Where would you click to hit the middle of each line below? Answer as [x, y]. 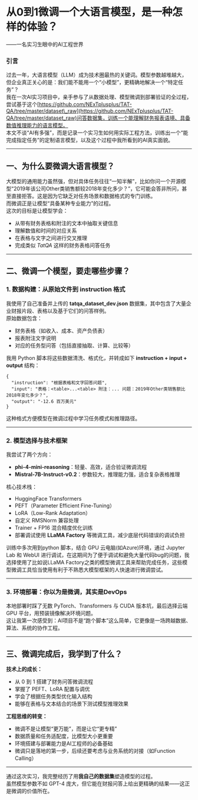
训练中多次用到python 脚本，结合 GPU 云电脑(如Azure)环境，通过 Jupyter [96, 548]
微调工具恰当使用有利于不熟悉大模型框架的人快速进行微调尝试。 [88, 570]
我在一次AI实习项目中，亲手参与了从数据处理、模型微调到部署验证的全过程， [99, 97]
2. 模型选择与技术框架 [37, 441]
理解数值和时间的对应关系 [46, 231]
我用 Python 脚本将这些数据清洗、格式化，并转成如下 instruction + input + [97, 358]
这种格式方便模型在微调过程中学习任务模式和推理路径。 [73, 418]
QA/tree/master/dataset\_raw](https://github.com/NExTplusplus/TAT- [90, 111]
